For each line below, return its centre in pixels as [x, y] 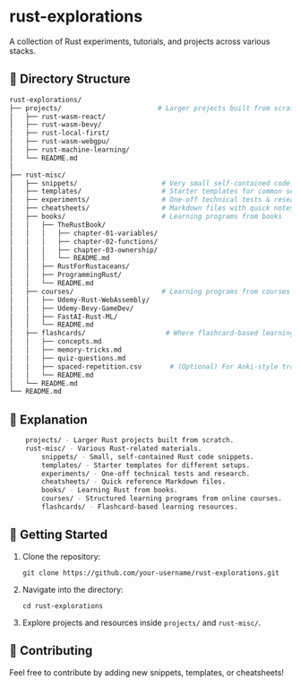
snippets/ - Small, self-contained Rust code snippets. [148, 457]
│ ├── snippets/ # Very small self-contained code [150, 183]
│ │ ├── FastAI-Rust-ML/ [64, 317]
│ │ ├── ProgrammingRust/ [66, 275]
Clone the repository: [61, 556]
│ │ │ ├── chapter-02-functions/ [84, 241]
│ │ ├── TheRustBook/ [57, 225]
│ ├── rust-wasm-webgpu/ [60, 142]
